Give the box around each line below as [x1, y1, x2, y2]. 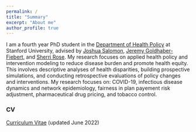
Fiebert [6, 53, 23, 60]
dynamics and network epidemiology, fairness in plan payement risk [6, 84, 171, 92]
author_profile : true [6, 25, 59, 31]
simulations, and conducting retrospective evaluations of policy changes [6, 72, 181, 79]
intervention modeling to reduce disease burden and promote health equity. [6, 60, 188, 67]
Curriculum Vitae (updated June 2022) [6, 119, 99, 126]
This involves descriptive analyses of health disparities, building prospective [6, 66, 190, 73]
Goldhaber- [145, 48, 174, 55]
